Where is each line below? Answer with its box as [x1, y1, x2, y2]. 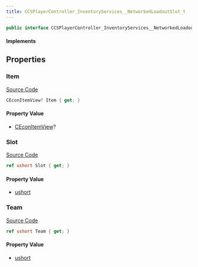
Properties [6, 54, 46, 65]
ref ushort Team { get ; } [6, 228, 70, 234]
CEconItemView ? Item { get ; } [6, 97, 81, 103]
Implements [6, 38, 37, 45]
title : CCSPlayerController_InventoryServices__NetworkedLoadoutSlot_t [6, 8, 186, 15]
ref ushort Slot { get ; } [6, 163, 70, 169]
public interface [6, 25, 49, 31]
